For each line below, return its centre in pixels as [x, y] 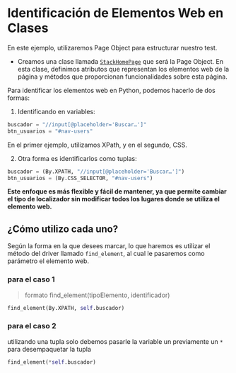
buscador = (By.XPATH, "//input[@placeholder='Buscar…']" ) [96, 172]
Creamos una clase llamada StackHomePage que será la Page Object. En [120, 61]
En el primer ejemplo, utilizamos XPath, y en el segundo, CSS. [97, 145]
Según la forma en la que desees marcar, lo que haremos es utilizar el [109, 246]
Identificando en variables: [56, 111]
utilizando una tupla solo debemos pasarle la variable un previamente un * [116, 341]
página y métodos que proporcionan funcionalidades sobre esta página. [122, 77]
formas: [19, 98]
